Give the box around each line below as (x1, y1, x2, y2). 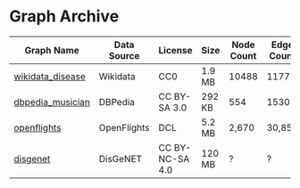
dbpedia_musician (13, 95, 91, 108)
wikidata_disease (13, 69, 87, 82)
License (158, 44, 194, 56)
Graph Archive (9, 6, 120, 27)
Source (108, 49, 140, 61)
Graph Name (24, 44, 80, 56)
